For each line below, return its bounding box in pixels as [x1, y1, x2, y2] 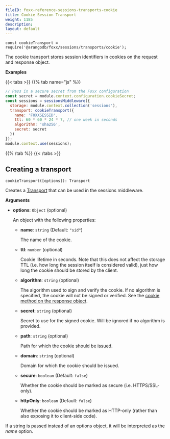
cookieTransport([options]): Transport [5, 178, 90, 184]
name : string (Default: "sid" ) [20, 227, 83, 233]
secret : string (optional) [20, 308, 72, 314]
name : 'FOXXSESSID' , [14, 113, 58, 118]
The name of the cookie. [20, 237, 72, 243]
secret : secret [14, 127, 47, 132]
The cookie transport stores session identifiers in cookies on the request [5, 54, 158, 60]
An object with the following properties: [12, 217, 96, 223]
